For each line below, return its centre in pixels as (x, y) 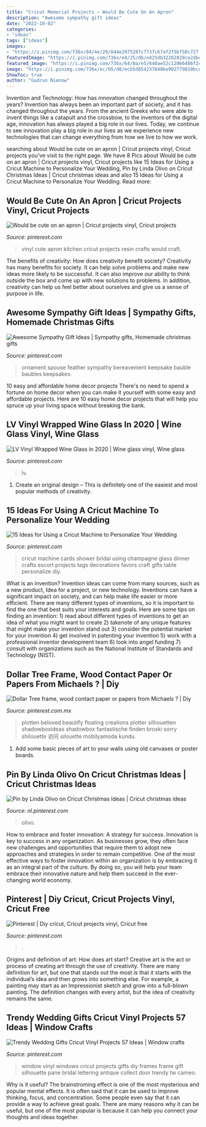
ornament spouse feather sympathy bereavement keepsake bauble (106, 367)
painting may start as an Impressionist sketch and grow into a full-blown (97, 985)
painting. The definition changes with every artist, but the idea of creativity (101, 992)
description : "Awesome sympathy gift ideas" (64, 18)
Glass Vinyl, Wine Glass (53, 434)
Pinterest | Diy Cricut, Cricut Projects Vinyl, (91, 899)
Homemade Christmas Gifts (60, 322)
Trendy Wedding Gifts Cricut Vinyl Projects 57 (96, 1018)
